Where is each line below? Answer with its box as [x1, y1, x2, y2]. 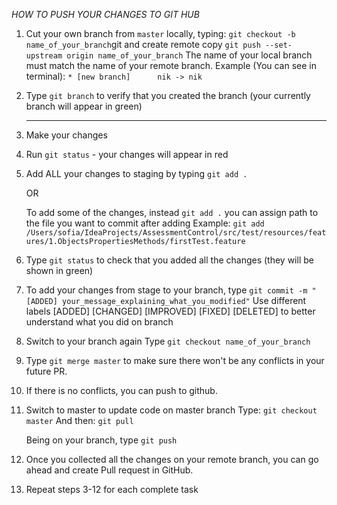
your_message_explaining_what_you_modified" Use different [62, 295, 307, 306]
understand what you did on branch [25, 316, 174, 328]
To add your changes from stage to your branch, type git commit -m [25, 284, 308, 296]
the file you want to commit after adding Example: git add [25, 217, 265, 229]
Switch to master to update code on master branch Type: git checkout [25, 404, 318, 416]
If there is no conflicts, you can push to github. [25, 385, 218, 396]
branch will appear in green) [25, 100, 143, 112]
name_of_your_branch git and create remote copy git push [25, 39, 261, 50]
